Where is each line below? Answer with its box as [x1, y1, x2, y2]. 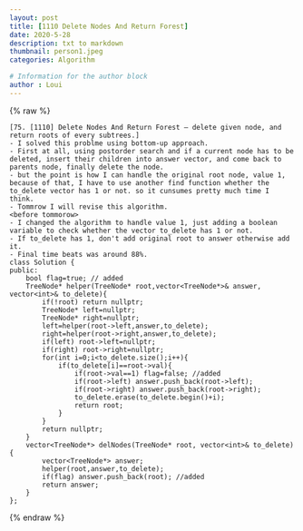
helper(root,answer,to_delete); [42, 464, 165, 473]
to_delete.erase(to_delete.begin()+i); [73, 392, 225, 402]
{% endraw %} [9, 512, 65, 523]
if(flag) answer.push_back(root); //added [42, 472, 205, 481]
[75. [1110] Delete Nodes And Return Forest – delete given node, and [9, 123, 282, 132]
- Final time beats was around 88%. [9, 250, 148, 259]
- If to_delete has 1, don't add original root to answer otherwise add [9, 233, 290, 243]
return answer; [42, 480, 100, 489]
